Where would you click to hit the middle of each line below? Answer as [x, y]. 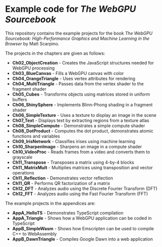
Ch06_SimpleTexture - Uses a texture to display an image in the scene [84, 115]
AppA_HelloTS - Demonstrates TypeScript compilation [68, 212]
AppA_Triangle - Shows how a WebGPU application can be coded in [82, 218]
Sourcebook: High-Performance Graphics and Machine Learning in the [77, 38]
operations [23, 173]
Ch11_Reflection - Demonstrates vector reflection [63, 178]
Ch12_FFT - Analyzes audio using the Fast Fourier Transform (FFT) [80, 194]
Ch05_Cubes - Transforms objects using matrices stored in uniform [81, 94]
